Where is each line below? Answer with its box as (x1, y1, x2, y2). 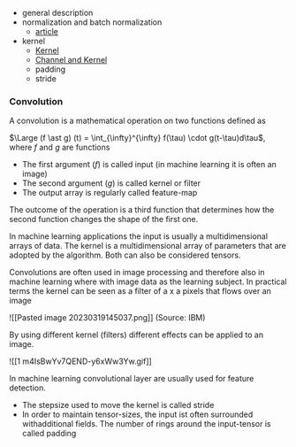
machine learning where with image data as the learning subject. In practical (9, 276, 287, 287)
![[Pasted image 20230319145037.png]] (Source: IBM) (9, 312, 206, 323)
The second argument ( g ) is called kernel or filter (21, 178, 201, 189)
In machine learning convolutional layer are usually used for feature (9, 374, 254, 384)
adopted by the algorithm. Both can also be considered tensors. (9, 250, 241, 260)
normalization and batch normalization (21, 17, 163, 27)
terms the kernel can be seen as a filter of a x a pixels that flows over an (9, 286, 272, 297)
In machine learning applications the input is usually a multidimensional (9, 231, 268, 242)
